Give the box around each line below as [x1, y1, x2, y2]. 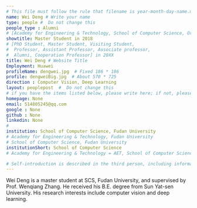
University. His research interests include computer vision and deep [6, 189, 170, 196]
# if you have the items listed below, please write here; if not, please [6, 90, 193, 96]
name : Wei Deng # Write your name [6, 14, 91, 20]
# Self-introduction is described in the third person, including [6, 161, 172, 167]
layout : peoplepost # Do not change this [6, 85, 114, 91]
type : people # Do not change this [6, 19, 96, 25]
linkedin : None [6, 118, 43, 124]
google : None [6, 107, 41, 112]
